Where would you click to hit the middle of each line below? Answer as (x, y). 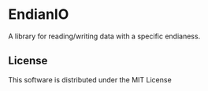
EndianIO (39, 15)
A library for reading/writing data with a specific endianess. (104, 36)
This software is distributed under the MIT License (90, 79)
